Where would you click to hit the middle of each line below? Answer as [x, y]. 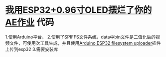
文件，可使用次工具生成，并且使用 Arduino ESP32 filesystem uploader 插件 [85, 43]
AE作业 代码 [30, 22]
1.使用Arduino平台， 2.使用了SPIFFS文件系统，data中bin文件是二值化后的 [81, 37]
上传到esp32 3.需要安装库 [32, 49]
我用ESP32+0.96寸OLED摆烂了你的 [79, 10]
